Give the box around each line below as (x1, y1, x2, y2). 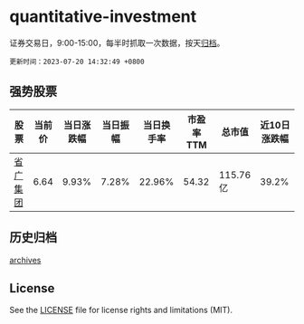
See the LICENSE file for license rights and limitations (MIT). (9, 305, 233, 316)
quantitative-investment (9, 6, 197, 27)
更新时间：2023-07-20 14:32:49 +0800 (9, 57, 145, 66)
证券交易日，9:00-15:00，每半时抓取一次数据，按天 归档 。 (9, 37, 225, 48)
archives (9, 254, 42, 265)
